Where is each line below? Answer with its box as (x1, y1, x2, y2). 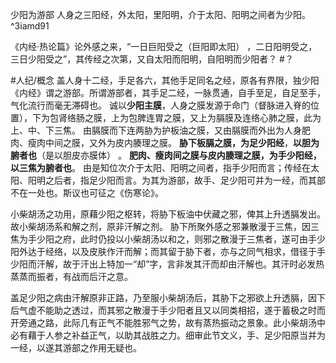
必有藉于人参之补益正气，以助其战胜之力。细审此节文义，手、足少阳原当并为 (10, 329, 326, 341)
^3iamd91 (10, 20, 50, 32)
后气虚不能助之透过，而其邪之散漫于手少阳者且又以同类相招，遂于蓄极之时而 (10, 304, 326, 316)
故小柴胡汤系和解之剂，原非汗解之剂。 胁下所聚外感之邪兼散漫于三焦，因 (10, 221, 311, 232)
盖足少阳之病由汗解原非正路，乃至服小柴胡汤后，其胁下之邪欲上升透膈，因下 (10, 292, 326, 303)
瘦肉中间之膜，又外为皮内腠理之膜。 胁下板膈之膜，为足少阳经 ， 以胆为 (27, 137, 320, 148)
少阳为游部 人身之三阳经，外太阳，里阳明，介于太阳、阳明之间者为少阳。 (10, 9, 311, 20)
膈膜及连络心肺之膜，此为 (215, 112, 322, 123)
